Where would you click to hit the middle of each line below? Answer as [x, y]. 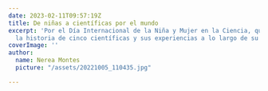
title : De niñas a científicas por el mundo [83, 23]
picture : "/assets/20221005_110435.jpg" [83, 68]
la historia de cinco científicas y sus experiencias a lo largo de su [137, 38]
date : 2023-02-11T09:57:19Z [55, 16]
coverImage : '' [33, 45]
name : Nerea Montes [48, 61]
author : [21, 53]
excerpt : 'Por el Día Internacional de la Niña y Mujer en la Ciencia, [130, 30]
